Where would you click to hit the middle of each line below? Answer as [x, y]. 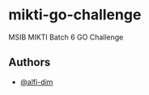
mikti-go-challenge [75, 15]
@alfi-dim [36, 81]
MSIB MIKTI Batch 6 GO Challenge [66, 37]
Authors [30, 62]
